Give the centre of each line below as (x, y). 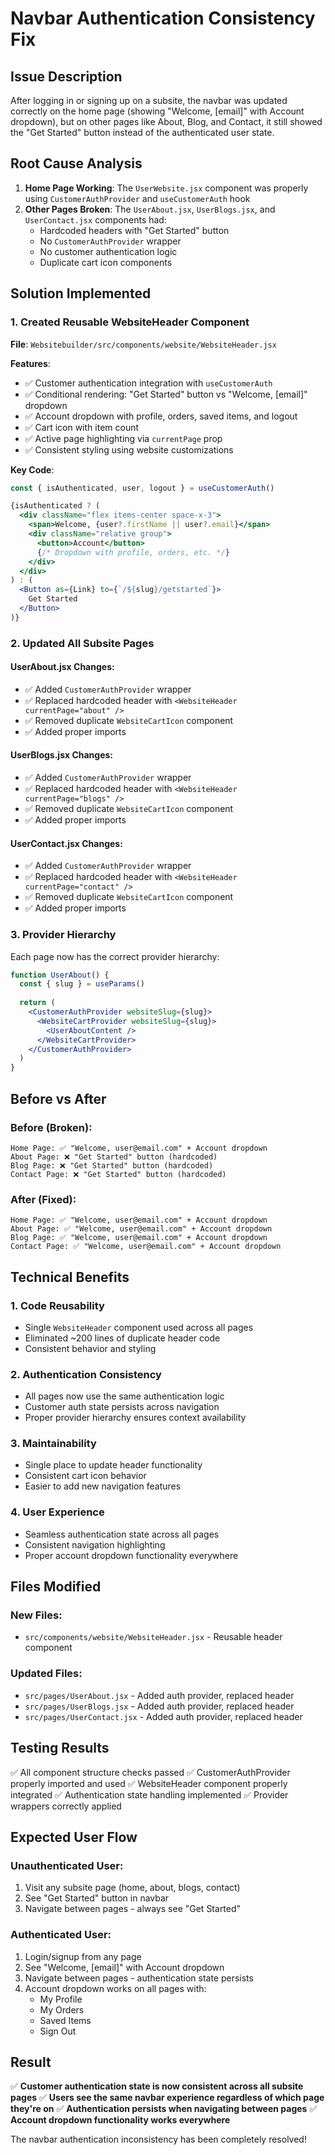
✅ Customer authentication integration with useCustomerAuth (148, 383)
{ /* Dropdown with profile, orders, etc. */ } (133, 552)
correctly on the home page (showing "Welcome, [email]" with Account (157, 111)
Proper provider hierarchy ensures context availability (135, 1418)
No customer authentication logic (108, 251)
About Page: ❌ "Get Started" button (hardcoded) (114, 1157)
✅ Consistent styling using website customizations (129, 449)
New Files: (36, 1615)
